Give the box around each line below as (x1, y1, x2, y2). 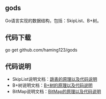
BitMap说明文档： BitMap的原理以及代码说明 (12, 89, 102, 95)
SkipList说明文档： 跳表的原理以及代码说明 (12, 76, 97, 82)
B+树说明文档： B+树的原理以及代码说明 (12, 82, 93, 88)
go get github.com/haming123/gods (5, 47, 78, 53)
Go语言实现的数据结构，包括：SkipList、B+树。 (5, 17, 102, 24)
